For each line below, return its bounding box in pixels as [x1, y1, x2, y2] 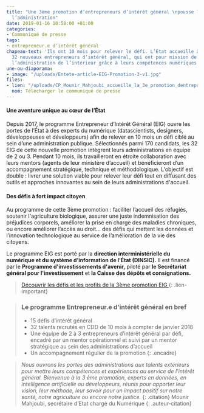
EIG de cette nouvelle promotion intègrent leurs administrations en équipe [6, 147, 191, 154]
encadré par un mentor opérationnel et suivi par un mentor [30, 336, 177, 344]
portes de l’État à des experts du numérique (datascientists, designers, [6, 127, 183, 134]
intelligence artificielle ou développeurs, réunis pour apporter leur [21, 380, 186, 387]
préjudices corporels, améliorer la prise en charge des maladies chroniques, [6, 219, 197, 226]
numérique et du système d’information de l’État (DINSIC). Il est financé [6, 257, 190, 264]
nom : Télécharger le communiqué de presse [12, 88, 121, 94]
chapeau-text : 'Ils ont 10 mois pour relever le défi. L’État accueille [6, 49, 194, 55]
